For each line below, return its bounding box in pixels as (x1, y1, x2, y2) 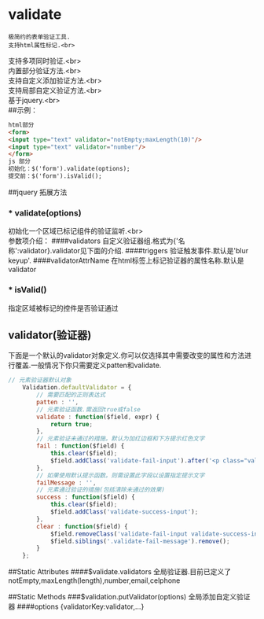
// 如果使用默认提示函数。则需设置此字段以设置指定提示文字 (36, 471, 205, 479)
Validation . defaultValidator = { (22, 384, 132, 392)
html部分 (8, 120, 35, 129)
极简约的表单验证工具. (8, 33, 71, 41)
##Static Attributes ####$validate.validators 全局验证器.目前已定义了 (8, 567, 232, 577)
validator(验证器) (8, 328, 92, 341)
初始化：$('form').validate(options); (8, 165, 131, 173)
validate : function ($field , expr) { (36, 413, 159, 421)
